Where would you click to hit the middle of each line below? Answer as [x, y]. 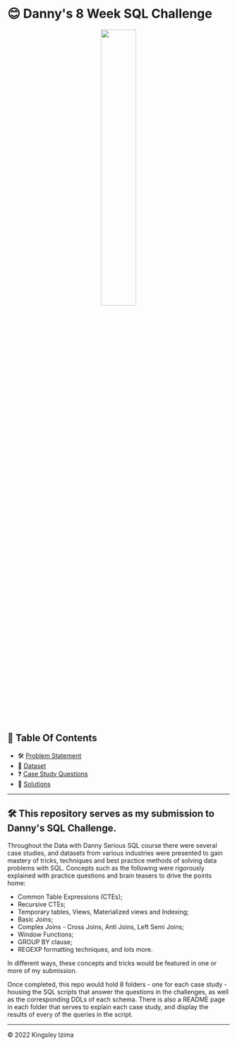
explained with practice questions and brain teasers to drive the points [110, 875]
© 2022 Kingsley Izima [41, 1035]
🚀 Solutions [34, 783]
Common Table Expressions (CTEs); [70, 897]
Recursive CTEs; [42, 904]
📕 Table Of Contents [52, 738]
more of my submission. [42, 970]
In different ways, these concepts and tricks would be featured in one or [112, 963]
